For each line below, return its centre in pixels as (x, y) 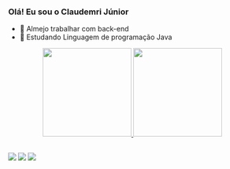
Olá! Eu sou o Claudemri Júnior (69, 12)
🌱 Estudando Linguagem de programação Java (96, 37)
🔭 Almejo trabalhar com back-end (74, 29)
